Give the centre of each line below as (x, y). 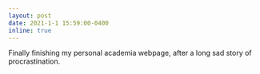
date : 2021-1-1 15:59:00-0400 (59, 23)
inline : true (30, 30)
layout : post (30, 16)
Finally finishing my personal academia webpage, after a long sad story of (130, 53)
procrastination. (34, 61)
